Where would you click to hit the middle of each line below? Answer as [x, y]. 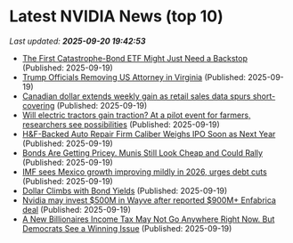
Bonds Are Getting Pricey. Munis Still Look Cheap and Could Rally [142, 152]
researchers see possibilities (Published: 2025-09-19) [121, 124]
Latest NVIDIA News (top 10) [117, 16]
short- [264, 96]
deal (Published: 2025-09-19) [77, 209]
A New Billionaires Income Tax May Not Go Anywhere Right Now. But [148, 219]
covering [38, 105]
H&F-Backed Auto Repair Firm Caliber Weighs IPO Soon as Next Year [149, 134]
